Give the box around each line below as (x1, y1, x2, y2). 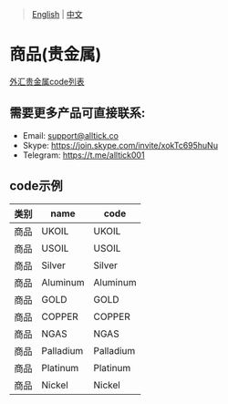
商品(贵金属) (9, 45, 102, 65)
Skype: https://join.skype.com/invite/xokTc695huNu (22, 140, 219, 150)
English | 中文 (31, 9, 84, 19)
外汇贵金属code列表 (9, 76, 85, 87)
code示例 (9, 178, 63, 194)
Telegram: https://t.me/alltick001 (22, 150, 145, 161)
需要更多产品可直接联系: (9, 105, 146, 121)
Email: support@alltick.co (22, 129, 119, 140)
